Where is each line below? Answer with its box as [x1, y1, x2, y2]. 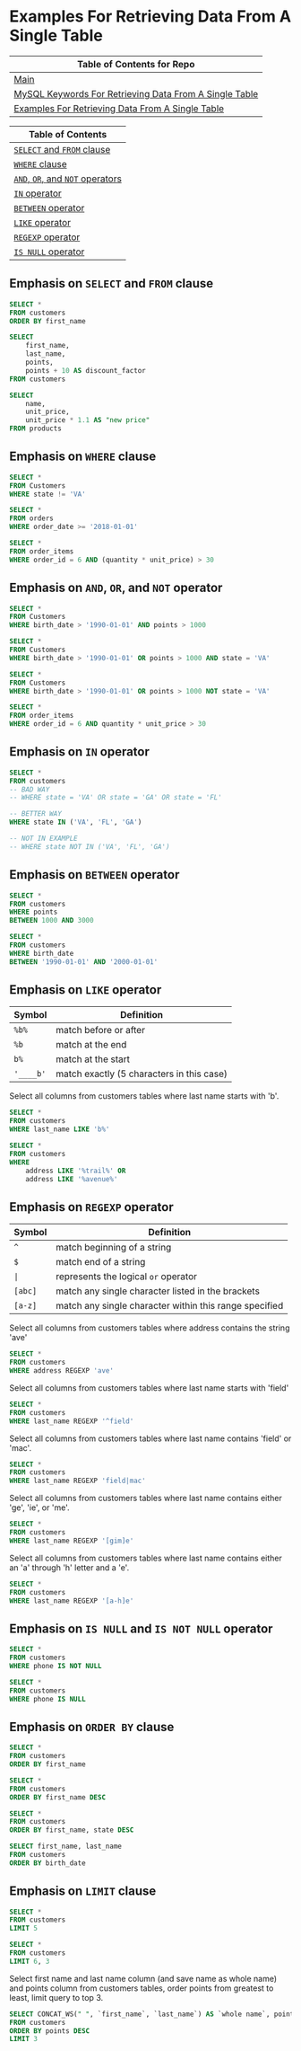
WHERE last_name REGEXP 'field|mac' [9, 1476, 146, 1486]
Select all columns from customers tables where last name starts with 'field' [9, 1382, 289, 1393]
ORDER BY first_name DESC [9, 1792, 106, 1802]
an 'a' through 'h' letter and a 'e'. [9, 1561, 130, 1573]
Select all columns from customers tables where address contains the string [9, 1322, 290, 1333]
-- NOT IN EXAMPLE [9, 834, 78, 844]
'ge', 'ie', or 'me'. [9, 1502, 70, 1513]
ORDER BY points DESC [9, 2026, 90, 2036]
